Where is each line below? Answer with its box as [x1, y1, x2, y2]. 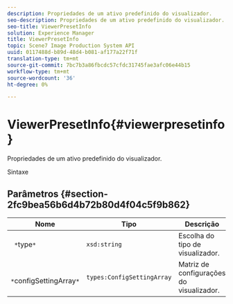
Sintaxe [7, 168, 29, 177]
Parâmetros [7, 188, 59, 199]
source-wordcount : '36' [7, 74, 76, 82]
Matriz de [178, 260, 209, 269]
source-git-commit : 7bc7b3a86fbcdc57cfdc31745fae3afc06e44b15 [7, 62, 191, 69]
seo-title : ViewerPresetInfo [7, 23, 92, 30]
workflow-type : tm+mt [7, 68, 70, 75]
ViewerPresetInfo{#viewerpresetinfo [7, 117, 225, 132]
